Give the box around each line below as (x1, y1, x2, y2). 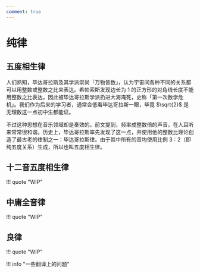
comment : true (6, 8, 42, 15)
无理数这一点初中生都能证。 (6, 108, 74, 115)
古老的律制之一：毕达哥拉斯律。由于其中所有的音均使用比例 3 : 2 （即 (21, 136, 192, 143)
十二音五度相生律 (6, 162, 69, 172)
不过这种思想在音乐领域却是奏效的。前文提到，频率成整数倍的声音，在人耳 (6, 121, 189, 128)
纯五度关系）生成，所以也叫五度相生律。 (6, 143, 105, 150)
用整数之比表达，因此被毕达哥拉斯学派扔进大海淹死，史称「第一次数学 (6, 93, 179, 101)
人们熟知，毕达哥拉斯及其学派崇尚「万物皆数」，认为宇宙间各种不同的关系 (6, 79, 186, 86)
